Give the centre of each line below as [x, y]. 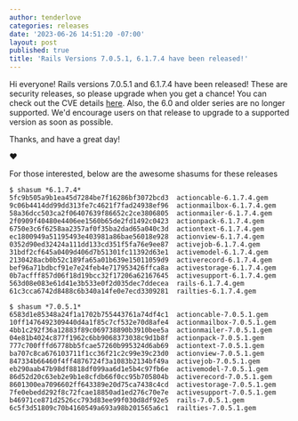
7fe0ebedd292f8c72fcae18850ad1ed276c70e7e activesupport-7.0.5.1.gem [143, 393]
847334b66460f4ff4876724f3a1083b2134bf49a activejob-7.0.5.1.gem [135, 361]
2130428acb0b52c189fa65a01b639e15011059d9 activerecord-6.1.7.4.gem [141, 260]
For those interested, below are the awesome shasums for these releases [144, 174]
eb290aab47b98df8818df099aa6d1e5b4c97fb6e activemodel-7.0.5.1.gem [139, 369]
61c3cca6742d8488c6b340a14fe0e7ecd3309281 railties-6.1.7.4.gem [133, 291]
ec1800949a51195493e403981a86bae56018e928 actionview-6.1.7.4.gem [137, 237]
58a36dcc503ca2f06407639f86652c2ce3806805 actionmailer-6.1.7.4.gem [141, 214]
